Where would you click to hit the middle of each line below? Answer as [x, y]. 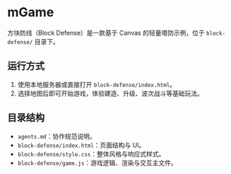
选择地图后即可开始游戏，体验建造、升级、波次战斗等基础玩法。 [110, 93]
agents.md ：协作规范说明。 [57, 136]
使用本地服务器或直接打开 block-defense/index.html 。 [97, 84]
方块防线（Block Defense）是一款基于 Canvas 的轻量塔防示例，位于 [106, 33]
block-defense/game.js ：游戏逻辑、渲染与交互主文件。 [97, 163]
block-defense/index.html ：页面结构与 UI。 [81, 145]
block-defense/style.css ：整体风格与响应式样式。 [91, 153]
